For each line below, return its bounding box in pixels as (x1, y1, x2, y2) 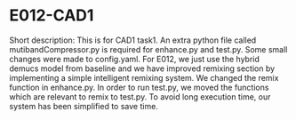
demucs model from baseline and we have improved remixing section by (9, 63, 276, 74)
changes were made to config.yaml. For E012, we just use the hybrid (9, 53, 260, 64)
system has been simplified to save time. (9, 100, 158, 111)
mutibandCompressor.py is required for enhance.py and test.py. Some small (9, 44, 288, 54)
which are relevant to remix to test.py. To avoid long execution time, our (9, 91, 271, 102)
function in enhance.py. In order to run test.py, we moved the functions (9, 82, 269, 92)
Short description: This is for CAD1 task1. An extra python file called (9, 35, 257, 45)
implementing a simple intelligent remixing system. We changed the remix (9, 72, 279, 83)
